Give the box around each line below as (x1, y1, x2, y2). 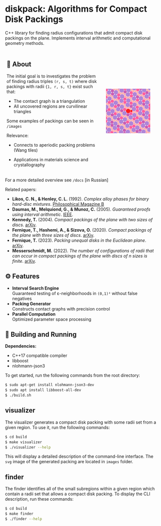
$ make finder (5, 511, 34, 516)
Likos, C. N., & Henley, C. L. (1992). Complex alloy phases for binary (12, 196, 149, 202)
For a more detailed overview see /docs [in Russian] (5, 177, 109, 183)
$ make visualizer (5, 440, 42, 445)
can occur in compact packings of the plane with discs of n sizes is (12, 253, 147, 259)
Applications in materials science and (14, 156, 89, 162)
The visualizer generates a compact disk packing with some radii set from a (5, 419, 157, 425)
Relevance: (6, 133, 29, 138)
